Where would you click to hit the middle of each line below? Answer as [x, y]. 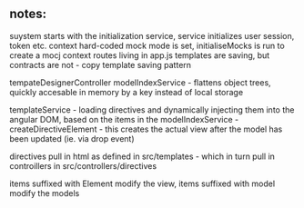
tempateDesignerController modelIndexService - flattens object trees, [140, 82]
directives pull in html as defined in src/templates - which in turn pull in [142, 156]
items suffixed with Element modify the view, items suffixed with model [142, 183]
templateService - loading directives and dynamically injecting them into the [152, 109]
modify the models [45, 193]
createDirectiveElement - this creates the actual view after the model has [146, 129]
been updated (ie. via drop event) [72, 138]
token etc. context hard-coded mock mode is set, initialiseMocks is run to [147, 45]
